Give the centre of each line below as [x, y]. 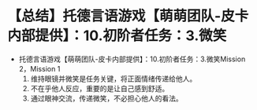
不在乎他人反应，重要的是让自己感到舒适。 [100, 88]
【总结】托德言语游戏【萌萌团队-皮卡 [128, 16]
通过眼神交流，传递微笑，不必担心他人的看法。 [106, 98]
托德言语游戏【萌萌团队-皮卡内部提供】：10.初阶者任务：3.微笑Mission [132, 59]
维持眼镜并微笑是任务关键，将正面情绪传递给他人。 [114, 79]
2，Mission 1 [39, 68]
